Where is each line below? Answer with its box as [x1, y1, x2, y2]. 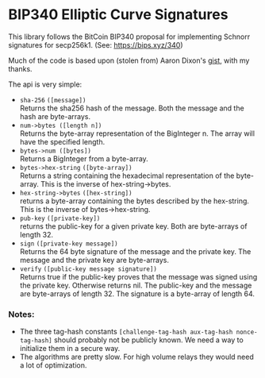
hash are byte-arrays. [19, 111, 91, 121]
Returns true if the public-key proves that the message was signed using [19, 272, 258, 281]
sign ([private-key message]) [19, 240, 119, 248]
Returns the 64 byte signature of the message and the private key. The [19, 246, 252, 256]
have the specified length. [19, 137, 106, 146]
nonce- [236, 328, 258, 337]
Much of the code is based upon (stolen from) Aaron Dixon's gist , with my [8, 56, 250, 65]
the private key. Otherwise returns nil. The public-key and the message [19, 280, 252, 290]
